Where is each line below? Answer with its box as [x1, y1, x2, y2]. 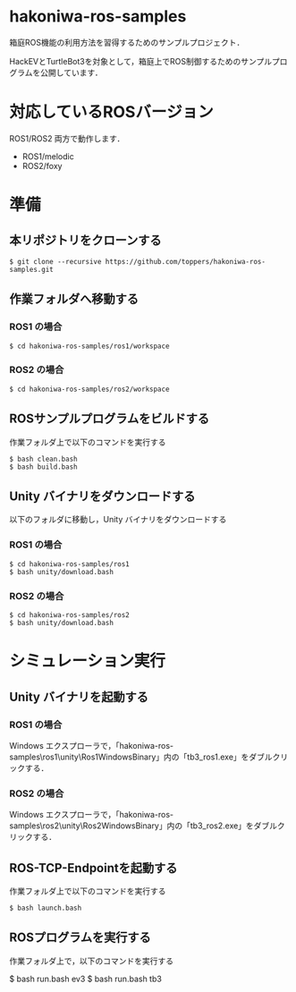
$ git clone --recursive [9, 257, 102, 266]
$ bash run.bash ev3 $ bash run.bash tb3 [9, 973, 163, 984]
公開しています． [39, 67, 103, 78]
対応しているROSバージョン [9, 102, 214, 123]
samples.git [9, 265, 54, 274]
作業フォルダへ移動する [9, 292, 139, 307]
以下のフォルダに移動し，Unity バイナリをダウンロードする [9, 514, 227, 525]
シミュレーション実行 [9, 651, 165, 672]
